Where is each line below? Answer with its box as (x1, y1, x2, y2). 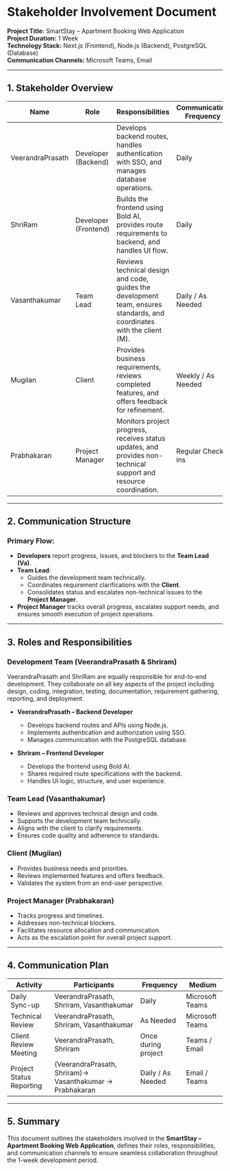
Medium (189, 979, 217, 989)
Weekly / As (176, 371, 215, 380)
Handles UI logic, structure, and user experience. (27, 777, 166, 785)
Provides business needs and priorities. (16, 864, 129, 872)
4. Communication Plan (7, 960, 110, 971)
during (140, 1039, 162, 1049)
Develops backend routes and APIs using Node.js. (27, 721, 169, 730)
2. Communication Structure (7, 515, 131, 527)
